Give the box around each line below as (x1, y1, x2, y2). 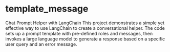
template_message (5, 3, 89, 15)
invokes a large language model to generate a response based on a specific (5, 36, 165, 42)
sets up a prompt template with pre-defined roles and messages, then (5, 30, 153, 36)
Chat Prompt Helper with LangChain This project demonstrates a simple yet (5, 20, 165, 26)
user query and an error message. (5, 41, 78, 47)
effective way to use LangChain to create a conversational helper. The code (5, 25, 165, 31)
